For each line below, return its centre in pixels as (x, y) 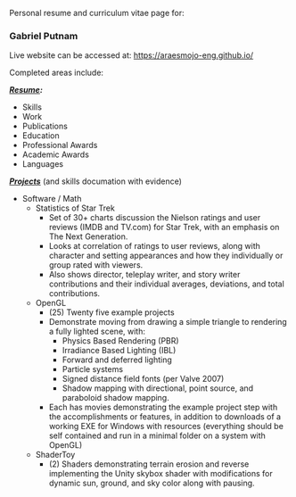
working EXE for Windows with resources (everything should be (166, 427)
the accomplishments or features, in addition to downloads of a (165, 417)
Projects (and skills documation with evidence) (96, 181)
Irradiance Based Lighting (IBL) (119, 351)
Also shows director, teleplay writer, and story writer (144, 275)
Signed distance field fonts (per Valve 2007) (143, 379)
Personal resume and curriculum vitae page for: (97, 13)
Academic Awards (55, 154)
